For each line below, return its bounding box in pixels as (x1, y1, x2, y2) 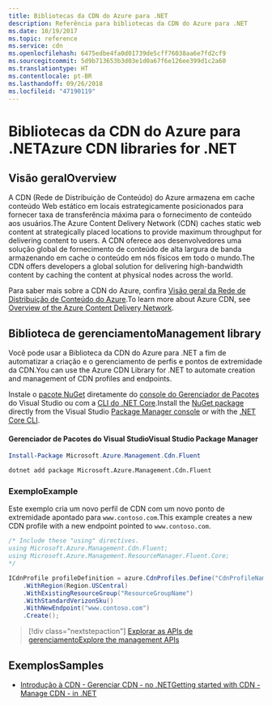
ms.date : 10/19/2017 (8, 27, 79, 35)
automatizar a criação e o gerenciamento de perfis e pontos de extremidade (8, 357, 263, 367)
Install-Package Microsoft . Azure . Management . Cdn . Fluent (8, 452, 201, 460)
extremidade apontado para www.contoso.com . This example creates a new (8, 512, 253, 522)
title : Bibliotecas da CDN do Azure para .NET (8, 11, 168, 20)
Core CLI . (8, 415, 40, 425)
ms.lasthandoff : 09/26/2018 (8, 79, 104, 87)
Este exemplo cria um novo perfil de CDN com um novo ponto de (8, 504, 225, 514)
